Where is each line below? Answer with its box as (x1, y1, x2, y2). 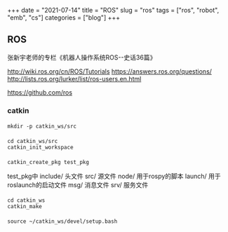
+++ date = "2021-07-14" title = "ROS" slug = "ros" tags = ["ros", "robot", (7, 6, 220, 14)
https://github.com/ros (7, 88, 72, 97)
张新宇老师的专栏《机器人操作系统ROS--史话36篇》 (7, 53, 156, 62)
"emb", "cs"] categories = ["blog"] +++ (7, 13, 121, 22)
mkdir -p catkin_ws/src (7, 123, 77, 130)
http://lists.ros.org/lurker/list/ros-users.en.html (7, 74, 142, 83)
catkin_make (7, 203, 42, 210)
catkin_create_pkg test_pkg (7, 158, 90, 165)
